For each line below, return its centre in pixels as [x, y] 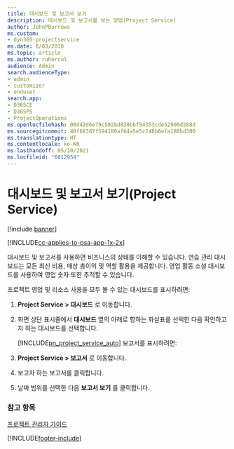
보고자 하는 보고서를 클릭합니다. [60, 373]
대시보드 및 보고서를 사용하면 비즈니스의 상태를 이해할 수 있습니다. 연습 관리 [110, 257]
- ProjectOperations [37, 118]
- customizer [26, 86]
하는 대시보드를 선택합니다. [62, 328]
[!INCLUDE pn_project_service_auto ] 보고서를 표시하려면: [97, 343]
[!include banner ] [32, 229]
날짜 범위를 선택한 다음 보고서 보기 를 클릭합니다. [84, 387]
